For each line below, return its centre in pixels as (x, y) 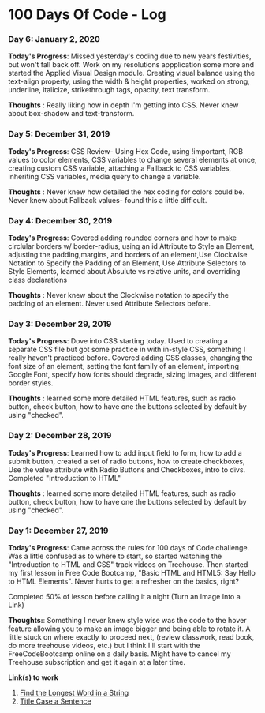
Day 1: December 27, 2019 (58, 531)
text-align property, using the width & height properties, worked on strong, (129, 81)
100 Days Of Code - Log (88, 15)
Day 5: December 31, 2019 (59, 134)
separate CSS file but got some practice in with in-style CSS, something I (127, 350)
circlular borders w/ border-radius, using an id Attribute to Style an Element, (131, 246)
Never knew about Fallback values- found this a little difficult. (108, 200)
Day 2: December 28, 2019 (60, 436)
